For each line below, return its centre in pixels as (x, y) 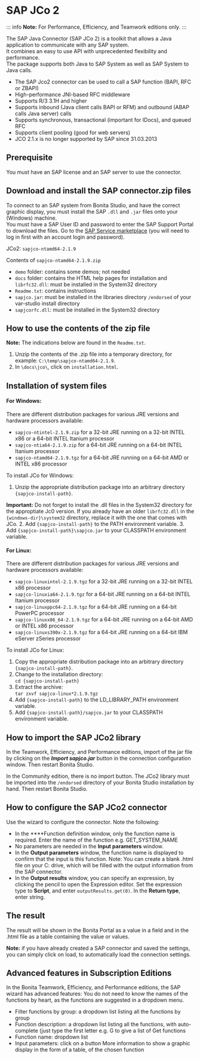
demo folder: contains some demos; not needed (72, 272)
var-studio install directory (47, 303)
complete (27, 1031)
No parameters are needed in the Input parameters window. (89, 846)
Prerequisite (30, 158)
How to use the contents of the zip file (78, 328)
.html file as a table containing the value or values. (68, 936)
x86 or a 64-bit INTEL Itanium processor (64, 438)
